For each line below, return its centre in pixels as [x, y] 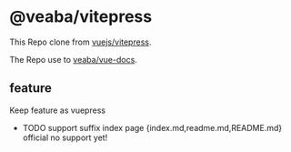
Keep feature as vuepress [58, 110]
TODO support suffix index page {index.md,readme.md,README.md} [152, 127]
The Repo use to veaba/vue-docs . [74, 59]
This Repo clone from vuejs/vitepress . [80, 42]
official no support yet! [65, 137]
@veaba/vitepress [81, 17]
